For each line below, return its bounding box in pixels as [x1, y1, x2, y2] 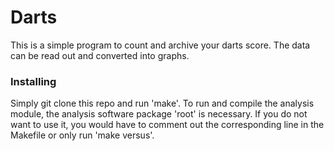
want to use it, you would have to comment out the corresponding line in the [10, 119, 325, 131]
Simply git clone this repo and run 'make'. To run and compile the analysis [10, 97, 315, 110]
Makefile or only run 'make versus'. [10, 129, 155, 141]
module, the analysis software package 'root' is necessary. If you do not [10, 108, 308, 120]
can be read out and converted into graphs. [10, 49, 190, 61]
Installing [10, 74, 57, 88]
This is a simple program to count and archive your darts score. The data [10, 39, 311, 51]
